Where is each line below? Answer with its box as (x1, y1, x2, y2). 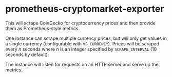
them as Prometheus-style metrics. (5, 25, 80, 31)
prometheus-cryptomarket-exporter (5, 3, 164, 15)
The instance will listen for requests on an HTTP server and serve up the (5, 61, 159, 67)
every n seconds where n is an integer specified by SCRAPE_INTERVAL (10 (5, 46, 157, 52)
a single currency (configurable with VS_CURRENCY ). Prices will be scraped (5, 40, 159, 46)
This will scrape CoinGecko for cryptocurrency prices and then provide (5, 20, 156, 26)
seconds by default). (5, 52, 49, 58)
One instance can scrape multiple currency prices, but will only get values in (5, 35, 167, 41)
